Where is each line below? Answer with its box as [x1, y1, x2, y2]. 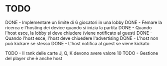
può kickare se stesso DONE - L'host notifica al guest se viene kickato [5, 40, 150, 46]
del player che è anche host [5, 55, 62, 61]
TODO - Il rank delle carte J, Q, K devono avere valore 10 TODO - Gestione [5, 50, 158, 56]
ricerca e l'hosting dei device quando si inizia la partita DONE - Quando [5, 24, 152, 30]
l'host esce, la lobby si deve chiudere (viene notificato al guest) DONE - [5, 30, 152, 36]
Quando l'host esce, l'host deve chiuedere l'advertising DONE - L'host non [5, 35, 158, 41]
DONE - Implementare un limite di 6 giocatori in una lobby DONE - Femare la [5, 19, 162, 25]
